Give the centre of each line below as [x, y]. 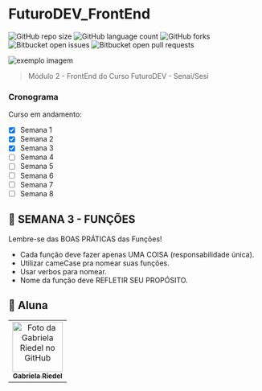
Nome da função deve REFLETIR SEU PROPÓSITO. [104, 280]
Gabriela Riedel [37, 376]
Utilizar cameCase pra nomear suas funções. [95, 263]
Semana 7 [37, 184]
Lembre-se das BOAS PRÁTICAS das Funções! [85, 239]
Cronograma [33, 97]
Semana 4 [37, 157]
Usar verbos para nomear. [63, 271]
